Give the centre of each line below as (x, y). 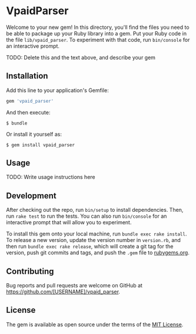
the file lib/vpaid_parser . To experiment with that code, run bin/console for (98, 40)
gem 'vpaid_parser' (30, 101)
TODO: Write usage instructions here (51, 177)
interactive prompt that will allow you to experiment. (69, 222)
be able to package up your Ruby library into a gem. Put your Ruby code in (97, 33)
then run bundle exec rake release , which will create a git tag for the (90, 247)
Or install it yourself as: (34, 134)
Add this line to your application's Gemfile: (57, 90)
